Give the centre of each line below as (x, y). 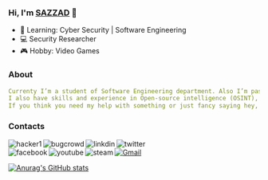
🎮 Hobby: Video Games (59, 51)
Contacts (27, 127)
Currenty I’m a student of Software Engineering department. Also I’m (128, 91)
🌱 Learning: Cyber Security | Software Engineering (103, 30)
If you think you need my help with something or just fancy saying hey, (134, 106)
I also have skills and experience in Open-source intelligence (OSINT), (134, 99)
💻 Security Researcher (58, 39)
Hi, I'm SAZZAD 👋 (43, 13)
